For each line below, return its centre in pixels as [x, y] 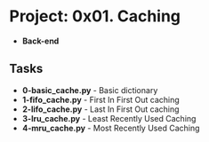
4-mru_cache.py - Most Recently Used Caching [111, 128]
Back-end [40, 41]
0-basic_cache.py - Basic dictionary [90, 90]
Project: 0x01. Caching [95, 16]
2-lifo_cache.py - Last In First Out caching [100, 109]
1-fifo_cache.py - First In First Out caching [100, 99]
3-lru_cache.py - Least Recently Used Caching [109, 118]
